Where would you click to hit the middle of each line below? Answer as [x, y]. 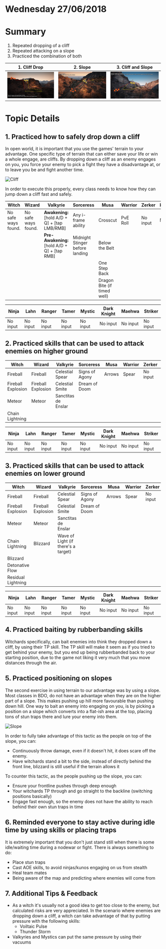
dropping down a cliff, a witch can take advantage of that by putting [81, 916]
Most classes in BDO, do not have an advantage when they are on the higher [83, 695]
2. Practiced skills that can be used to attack [75, 343]
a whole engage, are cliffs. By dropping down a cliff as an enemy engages [81, 159]
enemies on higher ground [46, 351]
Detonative [18, 565]
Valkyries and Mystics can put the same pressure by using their [77, 937]
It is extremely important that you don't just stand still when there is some [80, 842]
